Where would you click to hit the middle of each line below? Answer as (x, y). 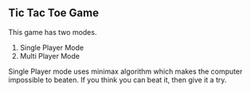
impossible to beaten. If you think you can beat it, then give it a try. (118, 79)
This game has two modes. (53, 32)
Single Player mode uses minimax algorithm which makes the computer (125, 71)
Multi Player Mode (49, 56)
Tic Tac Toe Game (54, 13)
